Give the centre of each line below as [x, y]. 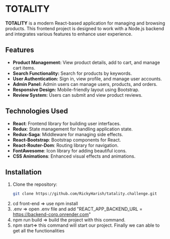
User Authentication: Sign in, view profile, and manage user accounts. [87, 79]
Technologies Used [37, 111]
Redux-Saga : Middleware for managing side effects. [68, 134]
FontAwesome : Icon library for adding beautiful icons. [70, 150]
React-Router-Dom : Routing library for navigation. [66, 145]
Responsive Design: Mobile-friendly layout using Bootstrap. [76, 90]
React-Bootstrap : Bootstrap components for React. [67, 140]
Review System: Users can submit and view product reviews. [78, 95]
